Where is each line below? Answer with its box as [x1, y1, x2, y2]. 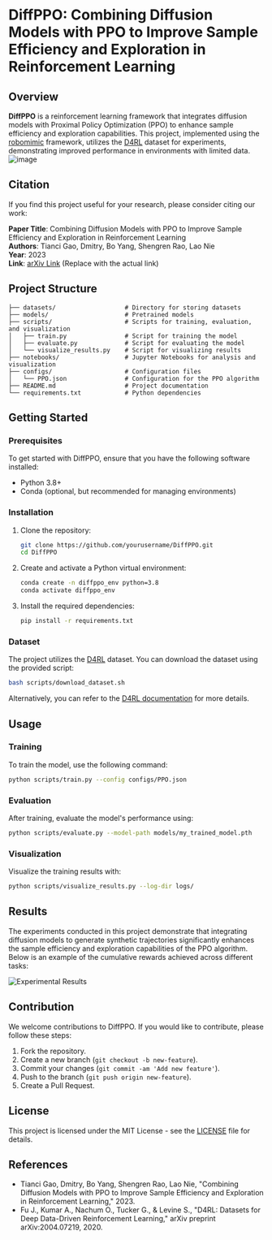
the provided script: [8, 663, 75, 673]
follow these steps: [8, 1030, 71, 1040]
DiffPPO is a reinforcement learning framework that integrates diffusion [8, 111, 248, 121]
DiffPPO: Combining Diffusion [8, 6, 214, 24]
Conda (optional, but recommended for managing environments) [19, 486, 237, 496]
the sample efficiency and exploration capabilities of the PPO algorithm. [8, 944, 248, 953]
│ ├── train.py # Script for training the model [8, 331, 238, 340]
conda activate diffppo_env [19, 586, 115, 594]
